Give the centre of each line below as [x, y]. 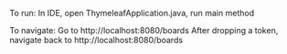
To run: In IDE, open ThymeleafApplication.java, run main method [132, 13]
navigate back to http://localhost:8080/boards [96, 40]
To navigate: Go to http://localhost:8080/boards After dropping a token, [144, 30]
